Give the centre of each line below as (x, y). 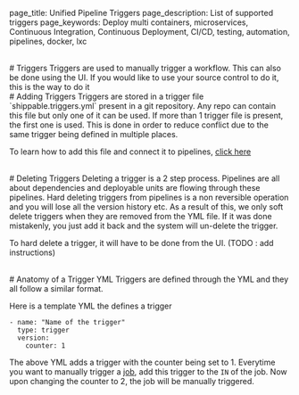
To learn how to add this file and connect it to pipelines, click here (130, 152)
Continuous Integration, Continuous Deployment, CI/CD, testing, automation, (149, 32)
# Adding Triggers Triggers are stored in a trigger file (107, 96)
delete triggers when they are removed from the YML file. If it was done (141, 216)
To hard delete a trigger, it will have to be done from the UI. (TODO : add (141, 243)
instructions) (33, 252)
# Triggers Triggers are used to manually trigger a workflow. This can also (145, 68)
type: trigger (43, 330)
